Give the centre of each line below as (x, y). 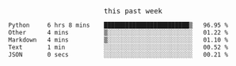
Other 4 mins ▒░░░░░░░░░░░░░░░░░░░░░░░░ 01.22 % (118, 32)
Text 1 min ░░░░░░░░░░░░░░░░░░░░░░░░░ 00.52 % (118, 47)
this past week (133, 11)
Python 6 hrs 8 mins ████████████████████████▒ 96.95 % (118, 25)
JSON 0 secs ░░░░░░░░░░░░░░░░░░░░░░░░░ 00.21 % (118, 54)
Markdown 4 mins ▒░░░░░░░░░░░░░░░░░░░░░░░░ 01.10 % (118, 40)
